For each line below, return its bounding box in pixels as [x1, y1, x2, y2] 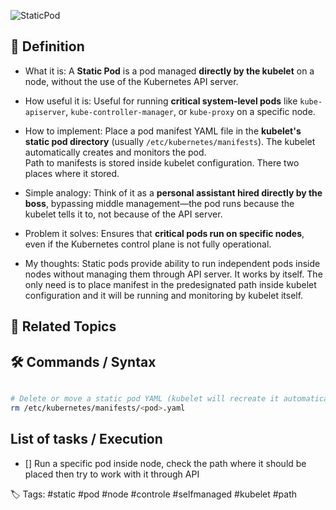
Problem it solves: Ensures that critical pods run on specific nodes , [24, 227, 305, 239]
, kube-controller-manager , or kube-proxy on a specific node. [65, 105, 316, 117]
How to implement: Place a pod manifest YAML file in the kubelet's [24, 125, 302, 137]
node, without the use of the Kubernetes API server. [24, 75, 239, 87]
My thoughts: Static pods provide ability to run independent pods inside [24, 257, 321, 269]
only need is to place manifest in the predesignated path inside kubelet [24, 278, 317, 290]
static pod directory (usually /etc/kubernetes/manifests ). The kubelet [24, 135, 316, 147]
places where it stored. [24, 167, 120, 179]
